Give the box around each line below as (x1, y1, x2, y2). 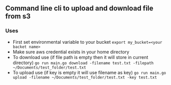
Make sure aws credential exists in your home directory (12, 48, 130, 55)
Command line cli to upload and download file (5, 4, 154, 13)
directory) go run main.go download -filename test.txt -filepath (12, 60, 154, 66)
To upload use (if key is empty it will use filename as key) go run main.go (12, 69, 166, 75)
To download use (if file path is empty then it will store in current (12, 54, 149, 60)
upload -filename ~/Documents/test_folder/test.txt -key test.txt (12, 75, 157, 80)
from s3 (5, 12, 31, 21)
